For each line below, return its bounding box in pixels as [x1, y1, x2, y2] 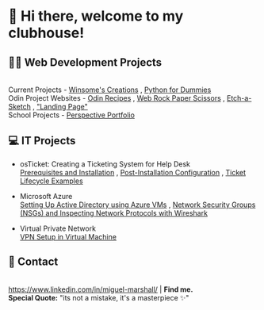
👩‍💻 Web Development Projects [8, 55, 163, 69]
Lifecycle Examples [19, 176, 83, 186]
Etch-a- [226, 94, 252, 102]
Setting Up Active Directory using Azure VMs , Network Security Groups [19, 200, 256, 209]
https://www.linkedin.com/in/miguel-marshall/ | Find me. [8, 285, 193, 294]
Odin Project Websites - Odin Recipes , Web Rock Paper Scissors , [8, 94, 226, 102]
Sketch [8, 102, 32, 111]
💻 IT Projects [8, 134, 76, 147]
